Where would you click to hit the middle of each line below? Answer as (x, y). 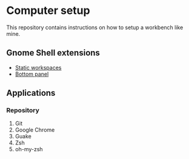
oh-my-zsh (29, 149)
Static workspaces (38, 67)
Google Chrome (35, 130)
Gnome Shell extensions (53, 53)
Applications (31, 93)
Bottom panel (32, 74)
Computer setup (48, 11)
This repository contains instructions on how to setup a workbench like (95, 27)
